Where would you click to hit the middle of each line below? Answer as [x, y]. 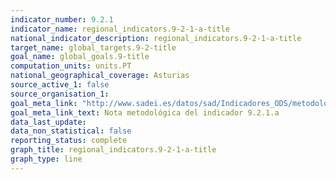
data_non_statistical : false [71, 131]
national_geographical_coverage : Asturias [100, 76]
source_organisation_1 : [60, 94]
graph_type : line [46, 159]
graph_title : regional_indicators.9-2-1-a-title [113, 150]
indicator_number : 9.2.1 [62, 19]
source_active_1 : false [60, 85]
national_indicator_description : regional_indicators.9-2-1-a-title [156, 38]
